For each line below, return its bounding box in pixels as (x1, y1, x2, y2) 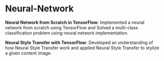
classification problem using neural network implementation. (5, 30, 129, 36)
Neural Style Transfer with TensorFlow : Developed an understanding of (5, 39, 154, 45)
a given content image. (5, 50, 52, 56)
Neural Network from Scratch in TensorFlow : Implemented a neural (5, 19, 145, 25)
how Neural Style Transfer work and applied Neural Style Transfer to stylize (5, 45, 160, 51)
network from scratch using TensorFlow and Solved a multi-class (5, 24, 138, 30)
